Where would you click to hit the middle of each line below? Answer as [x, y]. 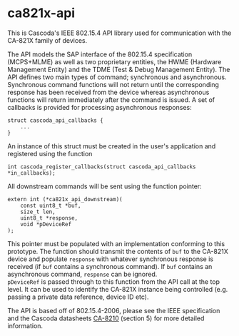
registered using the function [50, 153]
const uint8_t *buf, [51, 205]
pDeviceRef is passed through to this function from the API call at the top [113, 281]
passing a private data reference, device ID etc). [78, 297]
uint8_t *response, [49, 218]
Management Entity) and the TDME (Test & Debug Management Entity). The [119, 69]
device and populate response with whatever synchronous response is [111, 259]
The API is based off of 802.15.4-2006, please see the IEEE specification [114, 310]
